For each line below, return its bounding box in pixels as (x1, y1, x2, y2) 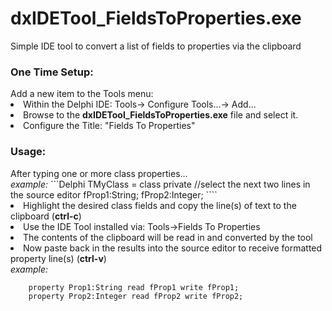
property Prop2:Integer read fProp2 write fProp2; (28, 291, 244, 301)
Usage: (10, 145, 47, 159)
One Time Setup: (10, 65, 94, 79)
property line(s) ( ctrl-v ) (10, 252, 107, 264)
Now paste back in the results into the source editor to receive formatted (23, 242, 323, 254)
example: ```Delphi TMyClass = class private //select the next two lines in (10, 178, 311, 190)
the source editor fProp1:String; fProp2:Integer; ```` (10, 188, 218, 201)
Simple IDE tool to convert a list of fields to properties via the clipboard (10, 40, 302, 52)
